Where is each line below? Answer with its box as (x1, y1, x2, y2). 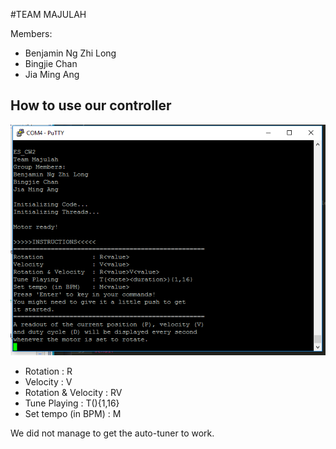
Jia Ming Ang (24, 69, 80, 80)
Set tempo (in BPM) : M (24, 407, 122, 419)
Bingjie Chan (24, 58, 78, 69)
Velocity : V (24, 375, 73, 388)
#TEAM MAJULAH (10, 9, 87, 20)
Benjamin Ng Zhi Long (24, 47, 117, 59)
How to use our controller (10, 97, 172, 114)
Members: (10, 28, 53, 39)
